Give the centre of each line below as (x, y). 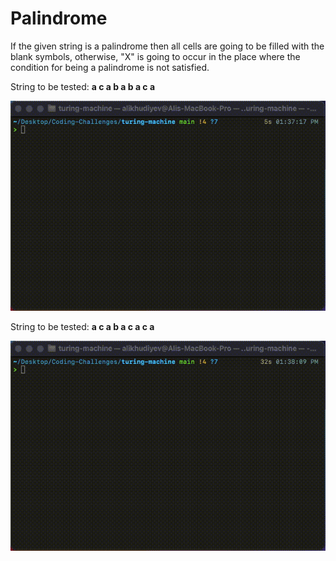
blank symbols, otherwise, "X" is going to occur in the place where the (155, 56)
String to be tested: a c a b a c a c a (82, 326)
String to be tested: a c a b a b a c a (83, 86)
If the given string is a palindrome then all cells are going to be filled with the (167, 46)
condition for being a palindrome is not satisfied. (110, 67)
